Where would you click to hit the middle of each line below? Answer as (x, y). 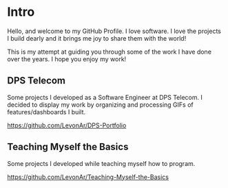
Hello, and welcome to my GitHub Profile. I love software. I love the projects (114, 31)
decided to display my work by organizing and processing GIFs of (101, 105)
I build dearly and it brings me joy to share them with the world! (97, 38)
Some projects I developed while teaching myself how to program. (101, 163)
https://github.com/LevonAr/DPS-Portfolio (67, 125)
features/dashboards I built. (46, 112)
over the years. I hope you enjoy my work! (67, 59)
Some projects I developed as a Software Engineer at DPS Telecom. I (105, 97)
